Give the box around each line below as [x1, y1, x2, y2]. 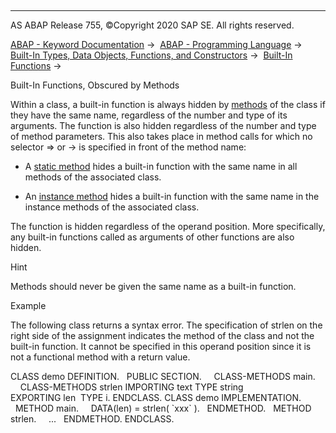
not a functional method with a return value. [10, 351, 191, 363]
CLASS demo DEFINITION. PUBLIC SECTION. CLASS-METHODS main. [10, 371, 316, 382]
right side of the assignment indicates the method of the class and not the [10, 330, 315, 341]
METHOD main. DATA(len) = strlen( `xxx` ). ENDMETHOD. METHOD [14, 402, 312, 414]
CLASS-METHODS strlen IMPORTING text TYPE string [19, 381, 244, 393]
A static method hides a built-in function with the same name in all [24, 161, 298, 172]
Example [10, 300, 47, 311]
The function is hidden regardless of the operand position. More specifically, [10, 221, 326, 232]
